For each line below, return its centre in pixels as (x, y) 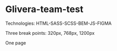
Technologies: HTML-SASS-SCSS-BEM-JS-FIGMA (58, 23)
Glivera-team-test (44, 9)
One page (16, 43)
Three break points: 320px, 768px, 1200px (50, 33)
